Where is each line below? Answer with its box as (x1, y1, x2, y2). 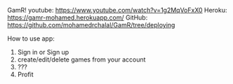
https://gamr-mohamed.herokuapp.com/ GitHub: (7, 13, 148, 22)
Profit (17, 70, 34, 78)
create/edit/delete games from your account (17, 55, 146, 64)
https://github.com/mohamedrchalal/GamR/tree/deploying (7, 21, 175, 29)
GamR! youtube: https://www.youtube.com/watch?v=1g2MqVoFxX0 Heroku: (7, 6, 227, 14)
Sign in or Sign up (17, 48, 69, 56)
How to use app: (7, 34, 55, 43)
